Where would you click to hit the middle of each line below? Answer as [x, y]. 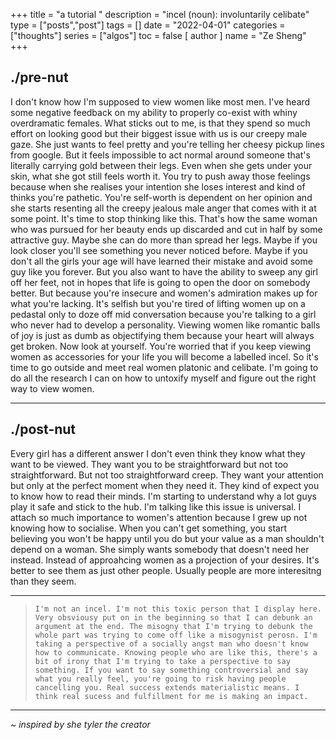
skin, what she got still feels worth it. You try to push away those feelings [160, 176]
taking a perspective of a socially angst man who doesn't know [171, 644]
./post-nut [43, 429]
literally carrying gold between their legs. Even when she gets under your [161, 165]
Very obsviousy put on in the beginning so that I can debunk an [173, 617]
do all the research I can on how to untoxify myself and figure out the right [163, 378]
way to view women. [52, 388]
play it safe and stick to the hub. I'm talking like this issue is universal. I [156, 506]
